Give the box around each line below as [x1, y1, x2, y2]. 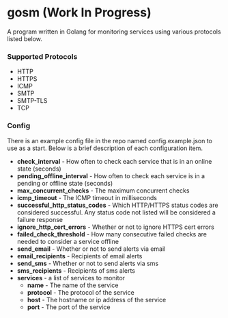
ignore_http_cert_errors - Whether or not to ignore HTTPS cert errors [16, 223, 215, 231]
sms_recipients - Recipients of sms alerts [16, 266, 135, 275]
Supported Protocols [7, 51, 78, 61]
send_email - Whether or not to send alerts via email [16, 245, 166, 253]
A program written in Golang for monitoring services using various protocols [7, 27, 221, 36]
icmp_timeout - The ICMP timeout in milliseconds [16, 193, 157, 201]
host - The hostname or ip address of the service [27, 295, 167, 304]
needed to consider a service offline [16, 237, 119, 245]
